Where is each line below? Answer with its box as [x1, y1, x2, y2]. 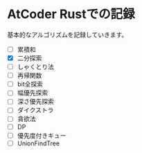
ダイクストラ [17, 106, 54, 114]
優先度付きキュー [17, 131, 66, 139]
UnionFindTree [17, 139, 60, 147]
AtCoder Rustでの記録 [7, 6, 135, 22]
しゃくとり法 [17, 63, 54, 71]
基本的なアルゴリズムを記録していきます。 [7, 30, 128, 39]
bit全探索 [17, 80, 44, 89]
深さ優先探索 [17, 98, 54, 106]
